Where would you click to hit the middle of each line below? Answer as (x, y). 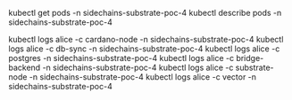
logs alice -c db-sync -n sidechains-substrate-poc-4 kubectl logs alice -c (144, 49)
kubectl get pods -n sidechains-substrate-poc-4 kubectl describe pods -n (145, 13)
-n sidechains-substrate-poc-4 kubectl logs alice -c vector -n (142, 77)
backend (25, 67)
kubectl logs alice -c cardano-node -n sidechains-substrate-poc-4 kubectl (146, 39)
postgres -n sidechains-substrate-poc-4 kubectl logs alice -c (121, 58)
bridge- (250, 58)
